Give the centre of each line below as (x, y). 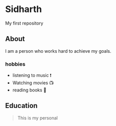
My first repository (24, 23)
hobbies (15, 64)
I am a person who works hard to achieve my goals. (58, 51)
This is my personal (37, 118)
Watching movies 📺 (33, 83)
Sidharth (23, 9)
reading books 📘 (29, 90)
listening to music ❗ (32, 75)
